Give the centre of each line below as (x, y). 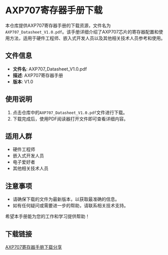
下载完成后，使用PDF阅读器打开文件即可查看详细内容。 (70, 119)
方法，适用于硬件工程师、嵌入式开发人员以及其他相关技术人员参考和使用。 (87, 38)
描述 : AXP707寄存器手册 (38, 75)
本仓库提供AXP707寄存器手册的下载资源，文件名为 (58, 25)
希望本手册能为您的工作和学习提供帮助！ (47, 216)
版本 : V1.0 (23, 81)
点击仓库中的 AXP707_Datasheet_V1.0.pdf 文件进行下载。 (70, 112)
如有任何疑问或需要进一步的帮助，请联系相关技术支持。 (70, 206)
